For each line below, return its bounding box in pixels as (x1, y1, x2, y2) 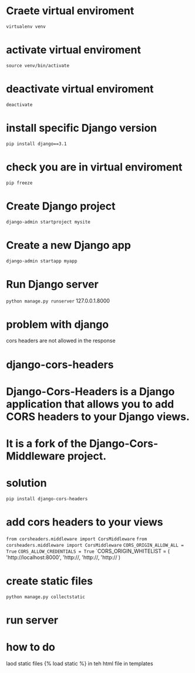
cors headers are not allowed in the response (6, 337, 116, 344)
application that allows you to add (6, 397, 174, 411)
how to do (6, 641, 56, 654)
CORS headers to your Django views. (6, 410, 190, 423)
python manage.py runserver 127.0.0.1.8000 (6, 297, 110, 304)
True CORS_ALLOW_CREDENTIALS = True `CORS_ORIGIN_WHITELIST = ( (6, 547, 170, 554)
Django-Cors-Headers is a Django (6, 385, 175, 398)
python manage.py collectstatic (6, 594, 85, 600)
